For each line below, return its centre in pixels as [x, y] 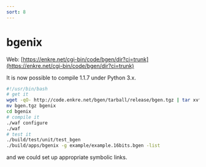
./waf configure [27, 123]
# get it [17, 95]
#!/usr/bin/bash [27, 89]
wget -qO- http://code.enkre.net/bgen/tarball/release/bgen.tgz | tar [98, 100]
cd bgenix [19, 112]
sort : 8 [16, 12]
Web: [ [15, 59]
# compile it [23, 117]
